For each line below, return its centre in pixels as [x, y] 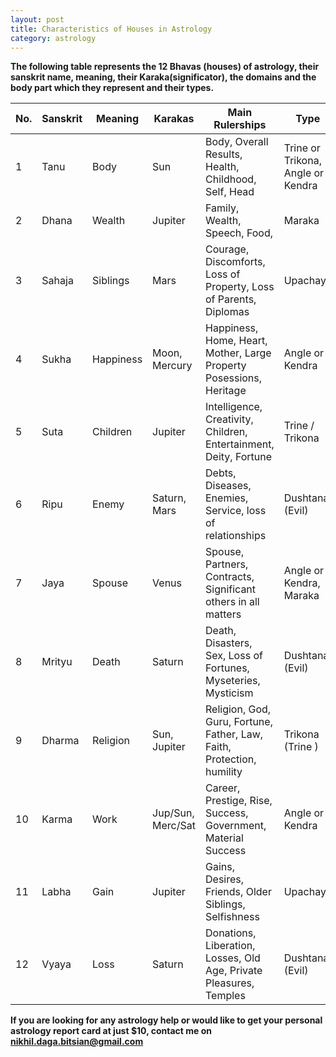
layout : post [37, 19]
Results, [224, 154]
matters [223, 614]
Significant [231, 589]
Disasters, [229, 643]
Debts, [221, 473]
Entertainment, [240, 444]
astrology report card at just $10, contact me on [111, 1031]
